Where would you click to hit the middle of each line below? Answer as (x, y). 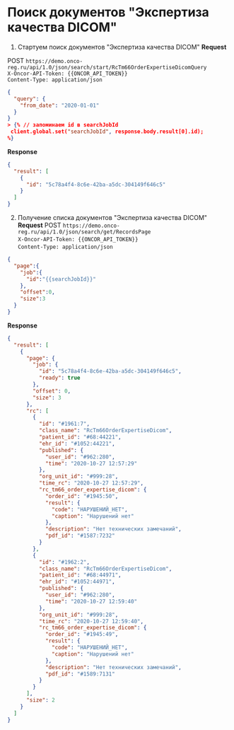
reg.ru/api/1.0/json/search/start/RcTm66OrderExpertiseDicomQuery (107, 67)
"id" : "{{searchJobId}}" (61, 279)
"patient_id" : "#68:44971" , (80, 575)
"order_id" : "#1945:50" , (82, 496)
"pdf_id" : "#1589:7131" (80, 674)
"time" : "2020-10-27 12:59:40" (91, 601)
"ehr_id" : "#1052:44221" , (77, 444)
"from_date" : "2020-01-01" (60, 105)
